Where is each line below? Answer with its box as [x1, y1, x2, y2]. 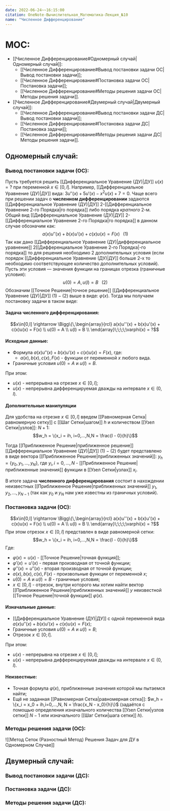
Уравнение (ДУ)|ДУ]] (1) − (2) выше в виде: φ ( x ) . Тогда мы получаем [5, 293, 154, 299]
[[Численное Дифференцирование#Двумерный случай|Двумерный [12, 99, 161, 105]
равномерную [5, 419, 37, 426]
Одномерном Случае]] [5, 742, 55, 748]
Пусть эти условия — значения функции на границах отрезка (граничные [5, 266, 165, 272]
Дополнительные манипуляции [5, 402, 77, 408]
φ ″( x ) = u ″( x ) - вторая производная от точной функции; [12, 565, 132, 571]
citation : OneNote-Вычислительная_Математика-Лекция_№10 [5, 12, 128, 17]
